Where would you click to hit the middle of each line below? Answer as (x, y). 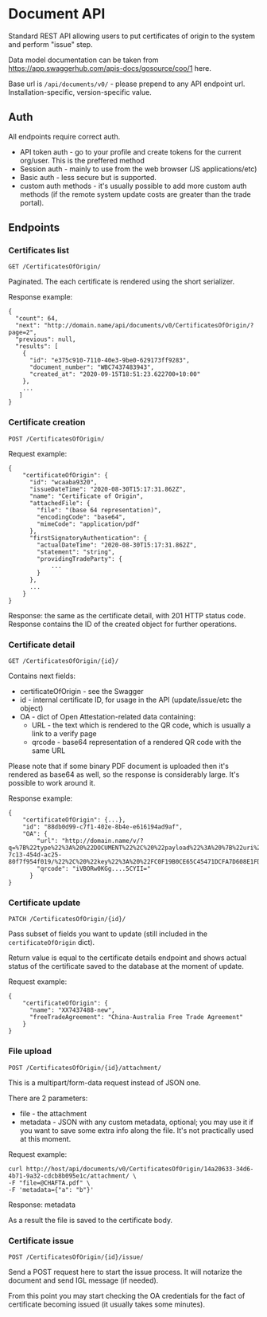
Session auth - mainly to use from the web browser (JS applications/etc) (138, 169)
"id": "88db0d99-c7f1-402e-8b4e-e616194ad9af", (103, 827)
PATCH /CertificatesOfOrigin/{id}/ (67, 919)
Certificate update (44, 903)
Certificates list (39, 250)
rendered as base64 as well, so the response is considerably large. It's (124, 774)
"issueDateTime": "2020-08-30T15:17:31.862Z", (108, 489)
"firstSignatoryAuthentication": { (88, 538)
